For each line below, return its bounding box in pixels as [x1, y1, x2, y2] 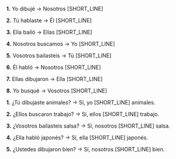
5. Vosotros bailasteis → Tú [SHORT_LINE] [6, 52, 112, 59]
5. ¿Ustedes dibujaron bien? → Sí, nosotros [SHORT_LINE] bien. [6, 146, 165, 153]
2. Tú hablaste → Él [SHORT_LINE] [6, 17, 92, 24]
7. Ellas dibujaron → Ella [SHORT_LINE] [6, 76, 103, 82]
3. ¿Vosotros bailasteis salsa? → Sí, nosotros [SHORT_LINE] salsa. [6, 122, 171, 129]
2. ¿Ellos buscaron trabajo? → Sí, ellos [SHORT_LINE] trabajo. [6, 111, 159, 117]
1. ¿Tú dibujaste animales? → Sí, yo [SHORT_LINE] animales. [6, 99, 155, 106]
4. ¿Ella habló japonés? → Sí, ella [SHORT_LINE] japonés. [6, 134, 148, 141]
